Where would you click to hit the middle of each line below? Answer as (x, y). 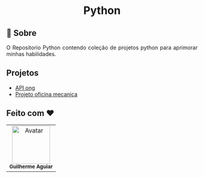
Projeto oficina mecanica (46, 94)
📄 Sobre (22, 33)
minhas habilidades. (31, 54)
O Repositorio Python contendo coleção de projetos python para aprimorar (102, 47)
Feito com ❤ (30, 113)
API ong (25, 87)
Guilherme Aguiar (31, 167)
